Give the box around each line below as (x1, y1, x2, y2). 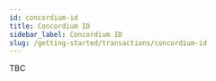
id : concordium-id (9, 13, 78, 22)
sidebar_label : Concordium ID (9, 30, 123, 39)
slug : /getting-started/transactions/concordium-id (9, 38, 207, 48)
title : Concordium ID (9, 22, 91, 31)
